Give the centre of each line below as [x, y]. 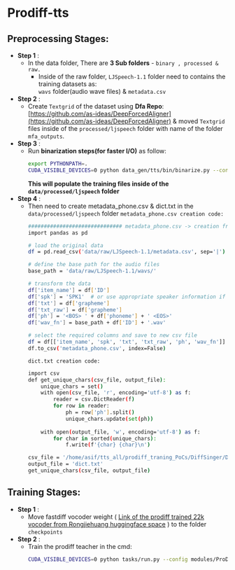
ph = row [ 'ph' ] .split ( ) [100, 412]
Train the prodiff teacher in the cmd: [80, 546]
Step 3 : [29, 144]
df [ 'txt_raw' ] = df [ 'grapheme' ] [75, 310]
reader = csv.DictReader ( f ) [94, 399]
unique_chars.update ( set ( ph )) [109, 419]
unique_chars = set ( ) [72, 387]
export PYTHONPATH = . [58, 164]
